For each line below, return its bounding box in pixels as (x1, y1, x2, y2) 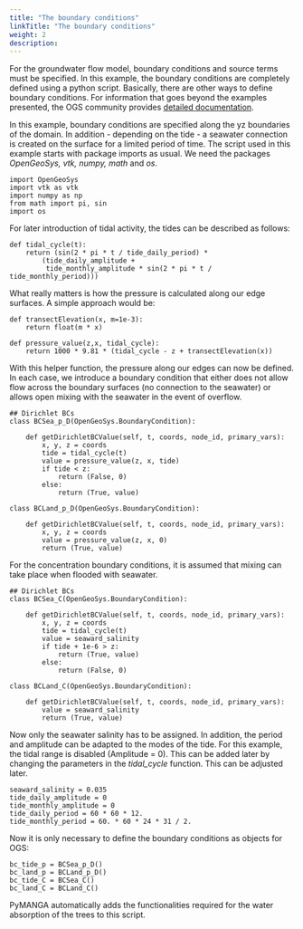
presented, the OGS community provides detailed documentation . (9, 101, 255, 113)
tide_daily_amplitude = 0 (9, 793, 107, 802)
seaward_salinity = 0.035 (9, 785, 107, 795)
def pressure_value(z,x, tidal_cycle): (9, 339, 160, 349)
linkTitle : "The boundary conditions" (9, 22, 156, 31)
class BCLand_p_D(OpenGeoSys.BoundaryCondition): (9, 504, 201, 513)
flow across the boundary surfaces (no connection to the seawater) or (9, 382, 271, 393)
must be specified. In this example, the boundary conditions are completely (9, 73, 290, 84)
